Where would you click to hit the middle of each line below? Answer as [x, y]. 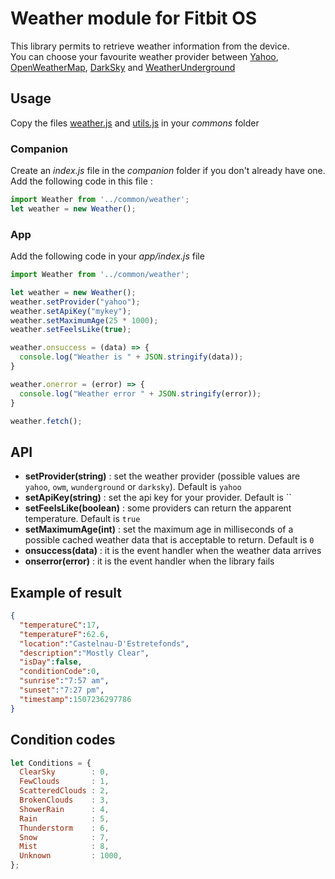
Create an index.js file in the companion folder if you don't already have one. [168, 171]
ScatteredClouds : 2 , [64, 791]
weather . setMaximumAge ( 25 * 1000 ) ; [84, 320]
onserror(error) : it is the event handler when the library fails [149, 561]
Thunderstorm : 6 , [64, 828]
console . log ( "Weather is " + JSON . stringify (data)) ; [131, 357]
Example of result [66, 592]
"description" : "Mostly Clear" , [84, 653]
